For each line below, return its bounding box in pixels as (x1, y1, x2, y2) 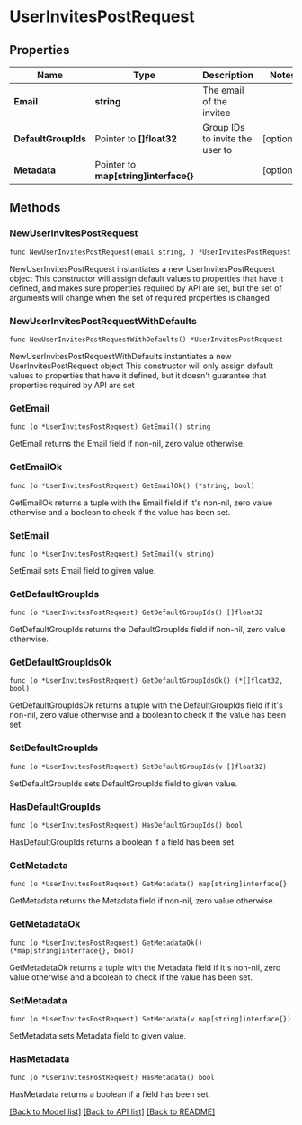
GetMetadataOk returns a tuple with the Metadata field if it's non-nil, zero (9, 962, 281, 973)
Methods (9, 200, 61, 215)
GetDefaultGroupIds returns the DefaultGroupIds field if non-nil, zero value (9, 624, 286, 635)
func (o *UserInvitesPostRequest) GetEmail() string (9, 422, 211, 431)
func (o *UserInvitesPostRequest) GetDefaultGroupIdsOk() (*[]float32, (9, 676, 283, 685)
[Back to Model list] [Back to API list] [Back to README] (9, 1106, 216, 1118)
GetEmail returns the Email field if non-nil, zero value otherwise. (9, 439, 245, 449)
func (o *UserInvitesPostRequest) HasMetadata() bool (9, 1074, 216, 1083)
